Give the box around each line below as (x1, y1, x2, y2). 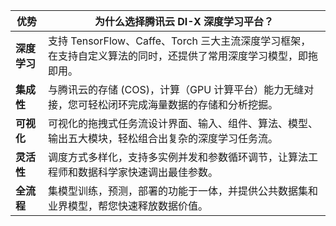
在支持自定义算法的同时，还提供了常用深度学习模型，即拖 (48, 49, 319, 63)
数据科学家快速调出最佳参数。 (78, 165, 219, 179)
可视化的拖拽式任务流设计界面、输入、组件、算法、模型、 (48, 117, 319, 130)
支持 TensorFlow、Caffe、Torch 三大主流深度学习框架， (48, 34, 312, 48)
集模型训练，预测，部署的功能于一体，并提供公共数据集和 (48, 184, 319, 198)
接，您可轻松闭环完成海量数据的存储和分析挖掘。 (48, 98, 279, 111)
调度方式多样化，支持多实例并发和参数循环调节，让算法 (48, 150, 309, 164)
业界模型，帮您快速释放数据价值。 (48, 199, 209, 213)
